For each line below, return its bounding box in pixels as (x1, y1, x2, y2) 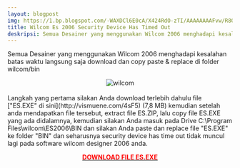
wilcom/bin (7, 65, 41, 73)
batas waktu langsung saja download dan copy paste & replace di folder (7, 58, 220, 66)
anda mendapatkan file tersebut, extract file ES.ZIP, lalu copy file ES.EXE (7, 109, 221, 117)
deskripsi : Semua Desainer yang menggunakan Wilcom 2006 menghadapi (7, 30, 216, 38)
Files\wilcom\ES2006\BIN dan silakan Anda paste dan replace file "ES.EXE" (7, 124, 229, 132)
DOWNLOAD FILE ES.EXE (81, 153, 159, 162)
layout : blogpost (7, 10, 59, 18)
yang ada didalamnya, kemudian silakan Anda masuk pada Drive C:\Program (7, 117, 233, 125)
